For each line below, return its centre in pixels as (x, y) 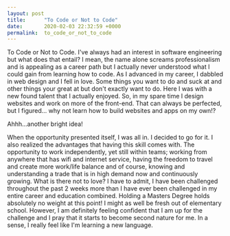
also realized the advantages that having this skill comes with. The (101, 144)
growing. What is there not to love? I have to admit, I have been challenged (113, 181)
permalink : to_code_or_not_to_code (59, 33)
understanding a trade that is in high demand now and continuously (103, 174)
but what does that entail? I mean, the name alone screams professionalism (114, 60)
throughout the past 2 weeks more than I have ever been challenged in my (112, 189)
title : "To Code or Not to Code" (62, 20)
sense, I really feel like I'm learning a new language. (80, 225)
